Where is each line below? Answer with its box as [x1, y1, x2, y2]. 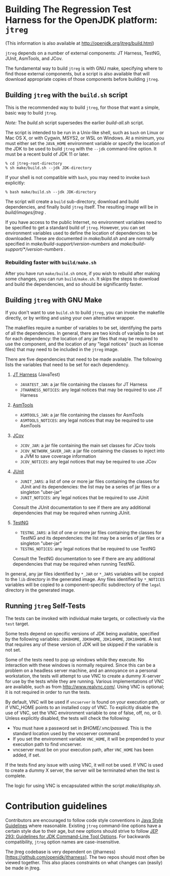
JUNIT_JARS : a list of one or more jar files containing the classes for [20, 478, 160, 484]
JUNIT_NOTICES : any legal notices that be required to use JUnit [20, 494, 149, 501]
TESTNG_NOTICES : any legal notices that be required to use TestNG [20, 545, 156, 551]
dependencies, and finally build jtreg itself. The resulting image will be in [5, 203, 158, 210]
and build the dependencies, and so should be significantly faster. [5, 281, 143, 287]
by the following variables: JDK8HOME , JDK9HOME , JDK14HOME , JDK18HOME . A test [5, 636, 161, 642]
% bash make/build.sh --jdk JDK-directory [5, 189, 96, 194]
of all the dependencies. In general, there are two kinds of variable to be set [5, 330, 164, 336]
